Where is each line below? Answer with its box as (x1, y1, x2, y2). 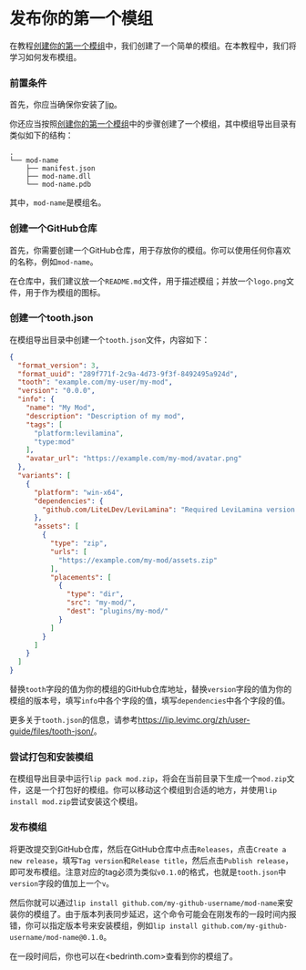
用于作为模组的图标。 (25, 286, 106, 297)
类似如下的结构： (9, 129, 74, 141)
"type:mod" (33, 437, 76, 447)
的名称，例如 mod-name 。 (9, 256, 98, 267)
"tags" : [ (25, 420, 64, 429)
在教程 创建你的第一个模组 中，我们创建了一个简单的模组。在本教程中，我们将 (9, 40, 297, 51)
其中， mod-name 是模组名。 (9, 197, 107, 208)
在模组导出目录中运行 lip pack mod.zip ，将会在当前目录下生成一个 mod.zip (9, 773, 287, 784)
